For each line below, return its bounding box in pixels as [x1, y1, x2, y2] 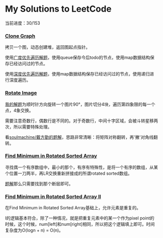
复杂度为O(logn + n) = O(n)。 [5, 227, 64, 233]
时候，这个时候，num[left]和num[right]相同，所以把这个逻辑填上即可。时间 [5, 221, 155, 227]
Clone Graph [5, 33, 35, 39]
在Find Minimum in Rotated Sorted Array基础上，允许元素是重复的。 [5, 205, 141, 211]
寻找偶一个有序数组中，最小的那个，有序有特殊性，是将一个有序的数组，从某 [5, 164, 158, 170]
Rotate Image [5, 90, 37, 96]
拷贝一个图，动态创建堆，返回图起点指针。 [5, 44, 90, 50]
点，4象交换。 [5, 107, 34, 113]
